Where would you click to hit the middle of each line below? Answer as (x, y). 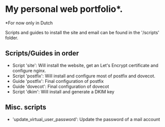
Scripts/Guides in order (42, 53)
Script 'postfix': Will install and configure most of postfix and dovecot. (84, 76)
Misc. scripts (26, 107)
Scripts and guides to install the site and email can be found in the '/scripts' (82, 32)
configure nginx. (29, 70)
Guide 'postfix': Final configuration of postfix (58, 81)
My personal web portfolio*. (64, 9)
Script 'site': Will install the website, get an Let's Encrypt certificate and (85, 65)
